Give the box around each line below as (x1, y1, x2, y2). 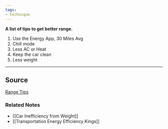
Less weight (12, 56, 37, 62)
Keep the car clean (12, 51, 51, 57)
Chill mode (12, 40, 35, 46)
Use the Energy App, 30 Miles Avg (12, 35, 83, 41)
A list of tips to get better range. (5, 25, 73, 31)
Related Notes (5, 101, 40, 108)
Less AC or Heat (12, 46, 46, 52)
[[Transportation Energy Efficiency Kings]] (12, 118, 100, 124)
